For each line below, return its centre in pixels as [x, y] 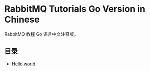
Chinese [22, 20]
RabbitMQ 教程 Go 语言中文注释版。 [41, 34]
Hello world [24, 64]
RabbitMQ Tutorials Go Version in [75, 9]
